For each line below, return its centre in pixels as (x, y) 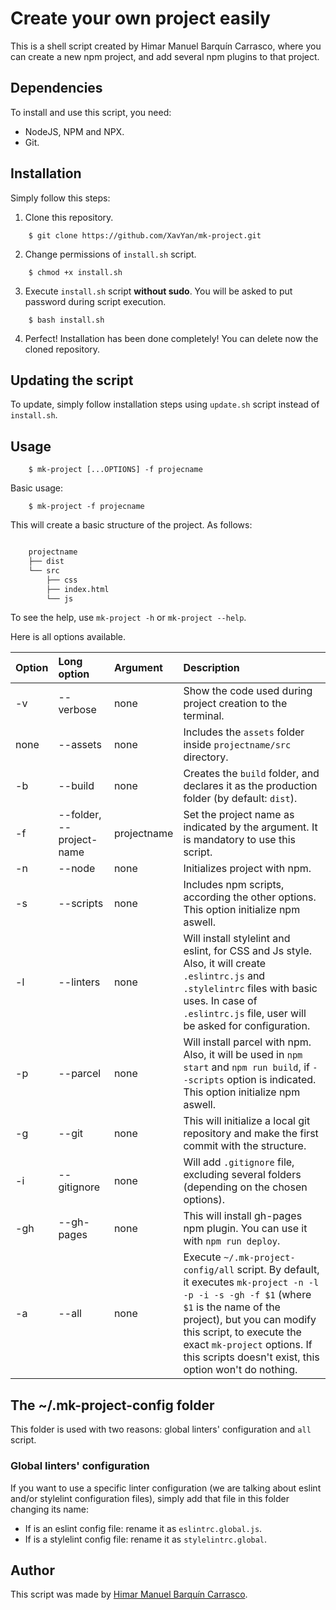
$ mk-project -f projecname (86, 507)
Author (32, 1570)
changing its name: (49, 1509)
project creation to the (235, 704)
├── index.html (78, 589)
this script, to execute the (242, 1332)
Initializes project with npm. (247, 869)
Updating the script (72, 380)
